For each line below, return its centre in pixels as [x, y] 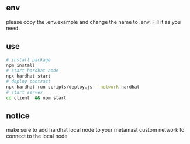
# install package [28, 60]
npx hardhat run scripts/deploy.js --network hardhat [73, 87]
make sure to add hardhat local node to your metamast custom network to [95, 130]
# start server [25, 92]
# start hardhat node [32, 71]
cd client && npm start [36, 98]
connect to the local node [37, 136]
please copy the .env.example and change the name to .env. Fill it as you [94, 22]
